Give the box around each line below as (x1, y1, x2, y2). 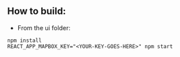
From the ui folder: (17, 23, 71, 32)
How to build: (7, 5, 66, 17)
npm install (7, 37, 42, 44)
